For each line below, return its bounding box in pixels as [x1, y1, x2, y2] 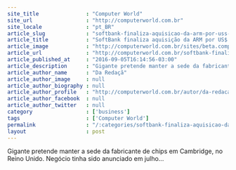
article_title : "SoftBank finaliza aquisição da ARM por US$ [7, 37, 228, 44]
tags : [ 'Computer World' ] [7, 115, 150, 122]
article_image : [7, 43, 90, 50]
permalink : [7, 121, 90, 129]
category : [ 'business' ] [7, 108, 131, 115]
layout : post [7, 128, 105, 135]
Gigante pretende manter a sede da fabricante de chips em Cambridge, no [7, 147, 223, 155]
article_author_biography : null [7, 82, 105, 89]
